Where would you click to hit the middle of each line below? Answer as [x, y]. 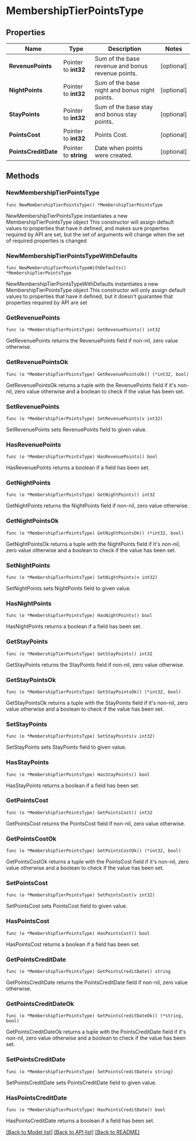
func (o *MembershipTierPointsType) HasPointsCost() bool [78, 933]
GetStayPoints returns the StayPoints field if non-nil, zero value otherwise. [95, 664]
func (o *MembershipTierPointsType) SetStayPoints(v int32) [81, 736]
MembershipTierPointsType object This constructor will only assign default [96, 290]
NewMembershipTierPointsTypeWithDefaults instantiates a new [82, 284]
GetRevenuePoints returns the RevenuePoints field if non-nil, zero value [92, 341]
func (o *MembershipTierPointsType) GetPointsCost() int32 [79, 813]
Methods [23, 176]
